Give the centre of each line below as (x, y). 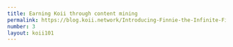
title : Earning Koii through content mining (72, 13)
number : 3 (21, 26)
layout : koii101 (31, 33)
